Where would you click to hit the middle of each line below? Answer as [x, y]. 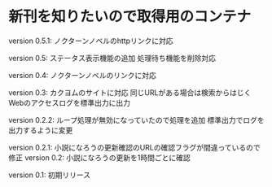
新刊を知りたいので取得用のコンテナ [130, 17]
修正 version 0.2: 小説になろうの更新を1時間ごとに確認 [100, 157]
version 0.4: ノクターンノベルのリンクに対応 [82, 75]
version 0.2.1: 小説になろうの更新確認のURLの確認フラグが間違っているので [134, 147]
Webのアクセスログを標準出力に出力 [70, 102]
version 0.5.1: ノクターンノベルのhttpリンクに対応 [91, 41]
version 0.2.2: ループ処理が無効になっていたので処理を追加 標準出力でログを [136, 120]
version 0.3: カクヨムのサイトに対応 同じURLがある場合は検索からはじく [130, 92]
